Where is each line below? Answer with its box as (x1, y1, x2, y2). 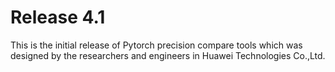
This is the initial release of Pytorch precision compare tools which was (10, 39, 303, 51)
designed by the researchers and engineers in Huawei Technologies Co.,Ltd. (10, 49, 326, 61)
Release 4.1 (10, 6, 106, 29)
